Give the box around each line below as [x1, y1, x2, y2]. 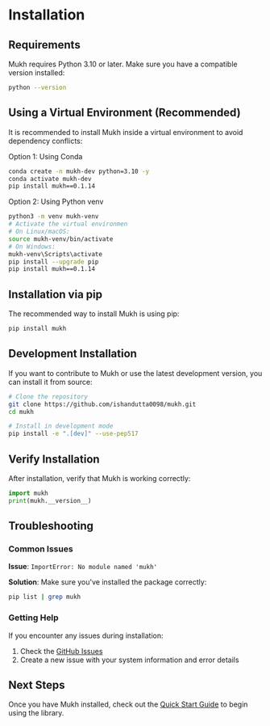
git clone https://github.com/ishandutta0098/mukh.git [8, 400, 197, 408]
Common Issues [8, 543, 74, 555]
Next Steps [8, 678, 65, 692]
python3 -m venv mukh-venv [8, 213, 99, 221]
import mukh [8, 489, 48, 497]
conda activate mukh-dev [8, 175, 92, 183]
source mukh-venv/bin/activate [8, 234, 114, 243]
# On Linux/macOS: [8, 228, 70, 236]
